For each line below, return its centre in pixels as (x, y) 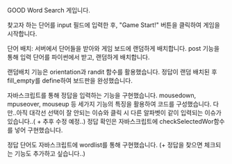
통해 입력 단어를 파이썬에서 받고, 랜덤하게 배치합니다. (78, 57)
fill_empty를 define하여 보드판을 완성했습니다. (70, 81)
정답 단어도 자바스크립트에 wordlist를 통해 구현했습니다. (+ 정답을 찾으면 (105, 145)
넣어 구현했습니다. (39, 130)
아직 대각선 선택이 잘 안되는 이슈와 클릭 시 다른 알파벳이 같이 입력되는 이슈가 (119, 113)
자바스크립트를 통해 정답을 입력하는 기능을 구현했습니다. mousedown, (102, 95)
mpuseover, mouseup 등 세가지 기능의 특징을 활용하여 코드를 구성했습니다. (109, 104)
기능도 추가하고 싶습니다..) (50, 154)
